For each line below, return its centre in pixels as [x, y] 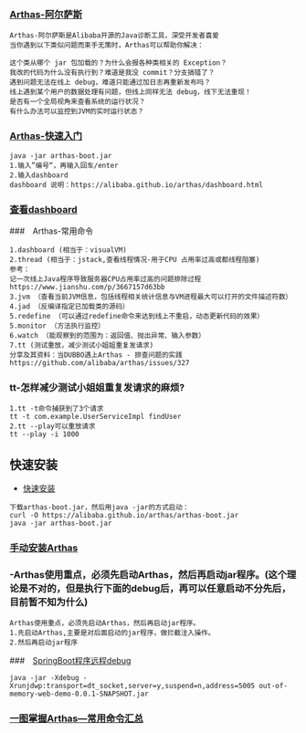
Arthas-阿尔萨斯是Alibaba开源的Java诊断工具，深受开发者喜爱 [114, 36]
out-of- [273, 686]
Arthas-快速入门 [46, 136]
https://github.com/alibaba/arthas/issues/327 [100, 362]
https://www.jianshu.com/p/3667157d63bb [88, 287]
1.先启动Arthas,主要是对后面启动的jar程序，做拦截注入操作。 [112, 633]
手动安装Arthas [44, 548]
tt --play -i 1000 [44, 435]
